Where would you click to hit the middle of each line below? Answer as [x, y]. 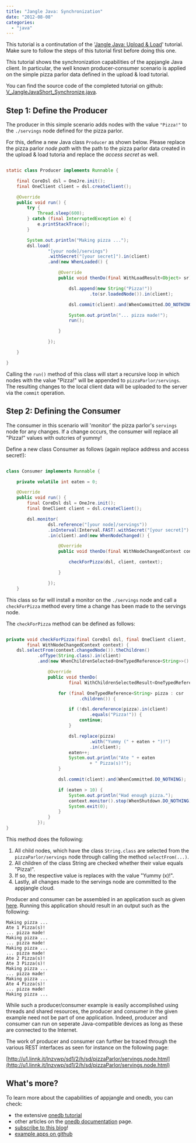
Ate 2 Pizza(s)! [26, 958]
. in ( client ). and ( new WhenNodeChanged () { [99, 535]
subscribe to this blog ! [41, 1127]
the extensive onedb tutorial [48, 1115]
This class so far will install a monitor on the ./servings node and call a [91, 600]
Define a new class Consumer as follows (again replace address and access [98, 449]
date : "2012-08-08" [30, 17]
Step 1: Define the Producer [57, 110]
